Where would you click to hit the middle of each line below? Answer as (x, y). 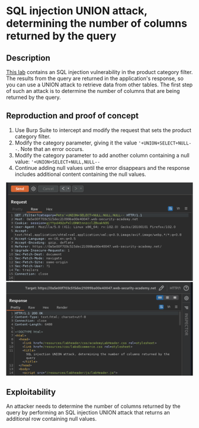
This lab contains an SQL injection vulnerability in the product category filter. (99, 72)
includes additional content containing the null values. (80, 174)
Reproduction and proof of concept (73, 116)
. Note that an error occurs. (51, 149)
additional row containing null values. (52, 419)
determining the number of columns (97, 23)
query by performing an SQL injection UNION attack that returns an (88, 413)
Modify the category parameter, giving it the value (76, 143)
